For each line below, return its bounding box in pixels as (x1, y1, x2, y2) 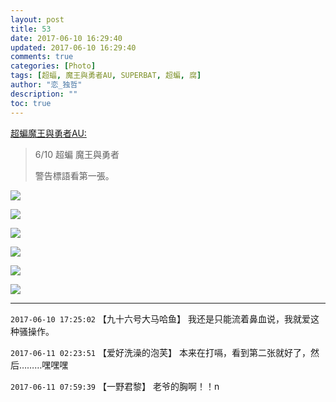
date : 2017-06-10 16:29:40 (10, 33, 123, 43)
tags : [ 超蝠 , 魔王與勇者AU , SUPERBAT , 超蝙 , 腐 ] (10, 71, 202, 81)
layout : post (10, 14, 65, 25)
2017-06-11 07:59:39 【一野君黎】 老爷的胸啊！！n (10, 380, 220, 392)
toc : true (10, 98, 52, 108)
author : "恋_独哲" (10, 80, 83, 90)
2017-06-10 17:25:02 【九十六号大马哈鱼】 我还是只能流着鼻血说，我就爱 (10, 312, 311, 325)
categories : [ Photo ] (10, 61, 97, 71)
